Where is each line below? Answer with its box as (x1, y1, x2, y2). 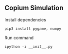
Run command (4, 35, 34, 40)
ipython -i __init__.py (4, 44, 53, 49)
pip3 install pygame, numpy (4, 26, 62, 31)
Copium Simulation (4, 4, 64, 12)
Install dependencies (4, 17, 47, 22)
